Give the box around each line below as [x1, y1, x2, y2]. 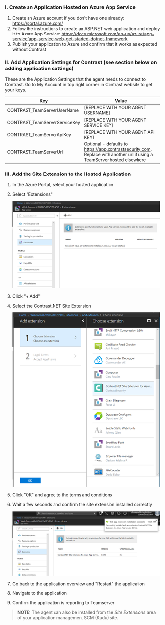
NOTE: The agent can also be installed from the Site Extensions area [17, 609, 156, 615]
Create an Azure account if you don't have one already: [12, 15, 125, 21]
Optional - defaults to [84, 141, 128, 147]
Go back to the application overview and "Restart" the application [12, 581, 145, 587]
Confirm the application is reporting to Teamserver [12, 599, 115, 605]
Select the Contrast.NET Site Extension [12, 303, 92, 309]
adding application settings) [5, 65, 74, 72]
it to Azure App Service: [12, 31, 61, 37]
